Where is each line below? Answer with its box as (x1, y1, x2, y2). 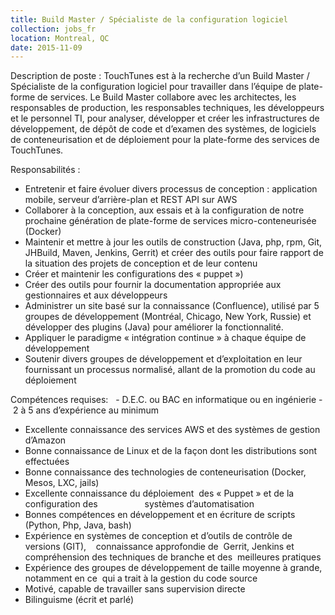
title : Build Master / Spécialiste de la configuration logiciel (10, 14, 288, 25)
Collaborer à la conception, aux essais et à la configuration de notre (24, 204, 305, 216)
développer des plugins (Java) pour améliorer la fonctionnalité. (24, 321, 284, 333)
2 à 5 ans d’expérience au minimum (12, 404, 160, 416)
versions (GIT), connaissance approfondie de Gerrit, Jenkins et (24, 541, 295, 553)
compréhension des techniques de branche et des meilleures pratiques (24, 551, 322, 563)
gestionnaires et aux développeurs (24, 289, 168, 301)
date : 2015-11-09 (10, 42, 83, 53)
